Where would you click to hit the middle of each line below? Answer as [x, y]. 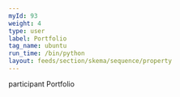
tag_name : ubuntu [38, 46]
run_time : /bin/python [47, 53]
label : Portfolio [38, 38]
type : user [27, 31]
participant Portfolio [42, 84]
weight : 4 [25, 23]
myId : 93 [23, 16]
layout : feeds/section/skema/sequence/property [90, 61]
